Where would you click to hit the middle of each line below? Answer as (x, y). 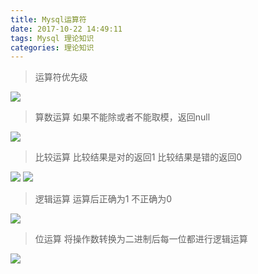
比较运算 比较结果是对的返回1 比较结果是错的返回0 (138, 157)
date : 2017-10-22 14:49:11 (66, 29)
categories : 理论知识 (52, 47)
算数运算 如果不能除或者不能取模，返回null (122, 117)
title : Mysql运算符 (48, 19)
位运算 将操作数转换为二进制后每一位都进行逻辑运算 (141, 239)
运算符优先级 (61, 77)
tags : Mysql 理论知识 (52, 38)
